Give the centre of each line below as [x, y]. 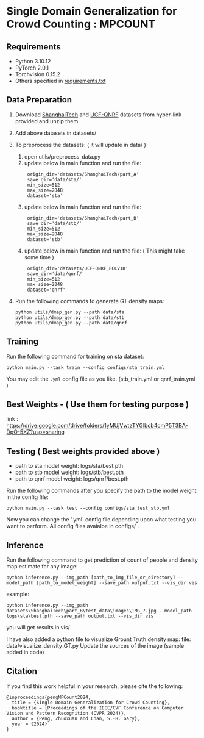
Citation [22, 671]
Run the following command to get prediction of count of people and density [102, 560]
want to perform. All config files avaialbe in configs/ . [73, 526]
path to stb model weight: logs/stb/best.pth [69, 472]
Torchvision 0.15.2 [38, 74]
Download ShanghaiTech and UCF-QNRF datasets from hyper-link [98, 115]
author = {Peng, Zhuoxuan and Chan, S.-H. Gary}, [76, 718]
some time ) [39, 257]
